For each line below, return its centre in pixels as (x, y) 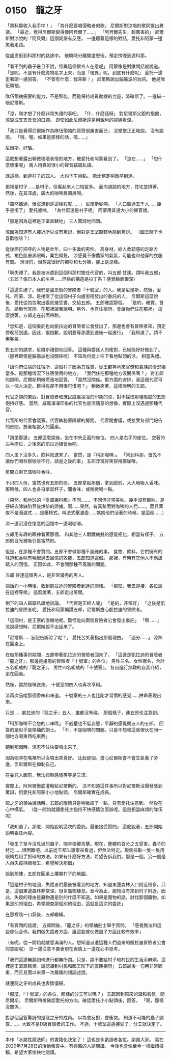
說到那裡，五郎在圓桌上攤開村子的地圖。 (48, 874)
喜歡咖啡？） (19, 238)
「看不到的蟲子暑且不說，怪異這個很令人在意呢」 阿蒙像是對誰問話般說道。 (84, 66)
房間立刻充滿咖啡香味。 (30, 472)
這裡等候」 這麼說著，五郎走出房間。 (48, 592)
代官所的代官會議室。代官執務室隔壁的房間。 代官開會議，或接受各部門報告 (84, 420)
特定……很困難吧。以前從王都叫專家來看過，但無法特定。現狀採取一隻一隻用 (85, 850)
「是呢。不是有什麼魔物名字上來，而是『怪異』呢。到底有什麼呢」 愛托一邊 (84, 72)
